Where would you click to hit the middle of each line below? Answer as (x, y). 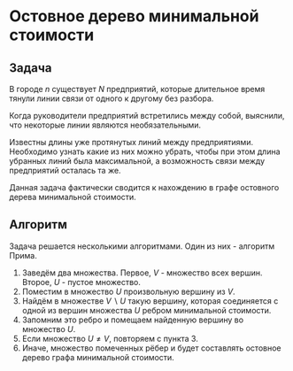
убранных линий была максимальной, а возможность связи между (137, 161)
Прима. (23, 255)
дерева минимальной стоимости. (73, 197)
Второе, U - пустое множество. (81, 282)
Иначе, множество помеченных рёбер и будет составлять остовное (151, 348)
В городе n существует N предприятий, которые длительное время (137, 89)
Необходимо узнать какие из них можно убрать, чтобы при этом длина (145, 151)
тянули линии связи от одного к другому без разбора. (112, 98)
